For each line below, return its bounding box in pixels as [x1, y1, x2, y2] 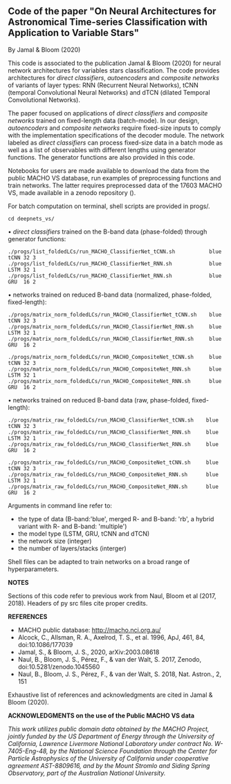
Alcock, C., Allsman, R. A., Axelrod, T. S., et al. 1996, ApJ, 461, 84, [17, 633, 205, 642]
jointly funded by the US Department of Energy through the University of [8, 732, 215, 740]
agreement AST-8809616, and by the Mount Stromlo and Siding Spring [8, 761, 210, 769]
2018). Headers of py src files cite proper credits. [8, 599, 148, 607]
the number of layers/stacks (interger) [17, 544, 127, 552]
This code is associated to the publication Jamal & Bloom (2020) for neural [8, 59, 221, 67]
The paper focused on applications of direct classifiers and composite [8, 109, 208, 117]
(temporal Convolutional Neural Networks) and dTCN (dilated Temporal [8, 88, 210, 96]
